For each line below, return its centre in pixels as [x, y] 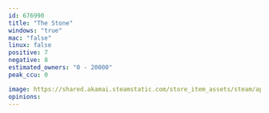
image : [19, 89]
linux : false [30, 45]
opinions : [25, 96]
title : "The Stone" [41, 23]
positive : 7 [28, 53]
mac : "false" [30, 38]
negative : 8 [28, 60]
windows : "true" [35, 30]
